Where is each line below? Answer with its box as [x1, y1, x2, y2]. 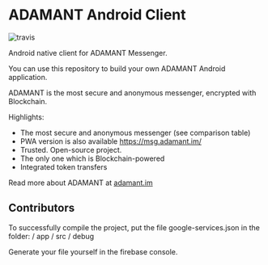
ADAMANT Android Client [8, 6, 186, 24]
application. [8, 72, 48, 82]
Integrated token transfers [19, 162, 108, 171]
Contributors [8, 201, 75, 215]
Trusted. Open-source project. [19, 145, 122, 154]
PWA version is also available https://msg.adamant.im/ [19, 136, 202, 146]
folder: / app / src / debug [8, 231, 95, 241]
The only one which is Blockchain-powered [19, 154, 165, 163]
